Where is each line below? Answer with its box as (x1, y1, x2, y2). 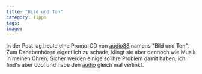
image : (6, 25, 23, 32)
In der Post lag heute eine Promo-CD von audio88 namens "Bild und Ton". (6, 42, 189, 49)
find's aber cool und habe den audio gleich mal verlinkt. (6, 61, 144, 69)
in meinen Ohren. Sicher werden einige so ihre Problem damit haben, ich (6, 55, 186, 62)
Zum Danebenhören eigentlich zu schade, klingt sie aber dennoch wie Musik (6, 49, 196, 56)
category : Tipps (6, 14, 47, 20)
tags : (6, 20, 20, 26)
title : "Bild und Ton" (6, 8, 63, 15)
